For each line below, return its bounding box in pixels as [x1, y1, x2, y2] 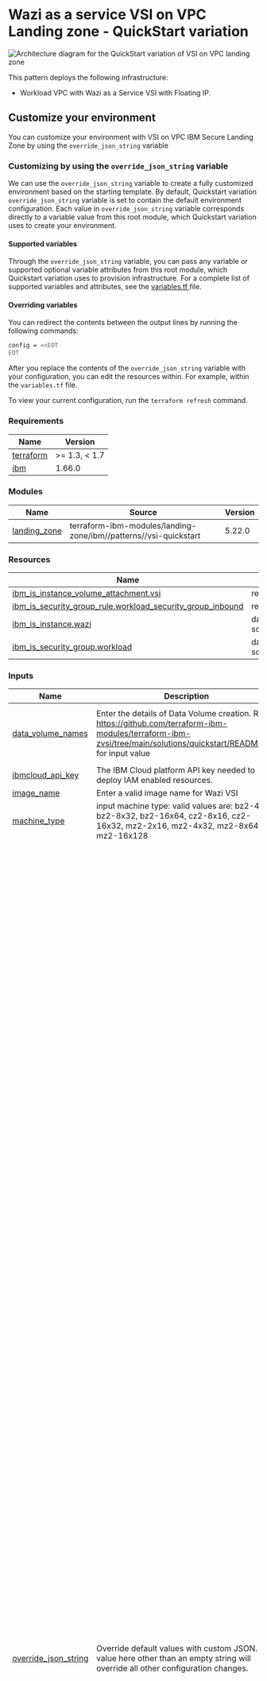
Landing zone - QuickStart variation [8, 22, 249, 41]
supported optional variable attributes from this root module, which [8, 265, 228, 275]
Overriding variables [8, 300, 78, 309]
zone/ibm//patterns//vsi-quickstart [69, 530, 201, 541]
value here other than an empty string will [96, 1653, 252, 1664]
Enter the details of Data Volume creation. [96, 708, 252, 719]
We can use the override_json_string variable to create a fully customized [8, 179, 253, 188]
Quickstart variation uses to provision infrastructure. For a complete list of [8, 273, 250, 283]
